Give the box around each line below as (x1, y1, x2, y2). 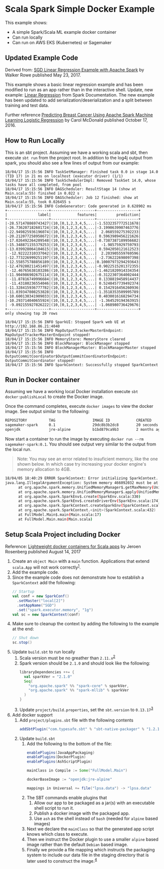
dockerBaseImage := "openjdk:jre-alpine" (26, 777, 112, 782)
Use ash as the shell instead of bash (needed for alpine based (34, 815, 158, 821)
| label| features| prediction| (5, 212, 141, 217)
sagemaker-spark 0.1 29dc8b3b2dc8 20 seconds (5, 422, 159, 427)
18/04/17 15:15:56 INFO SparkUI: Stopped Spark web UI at (5, 320, 125, 324)
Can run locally (12, 34, 43, 40)
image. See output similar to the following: (5, 408, 90, 415)
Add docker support (12, 712, 53, 718)
